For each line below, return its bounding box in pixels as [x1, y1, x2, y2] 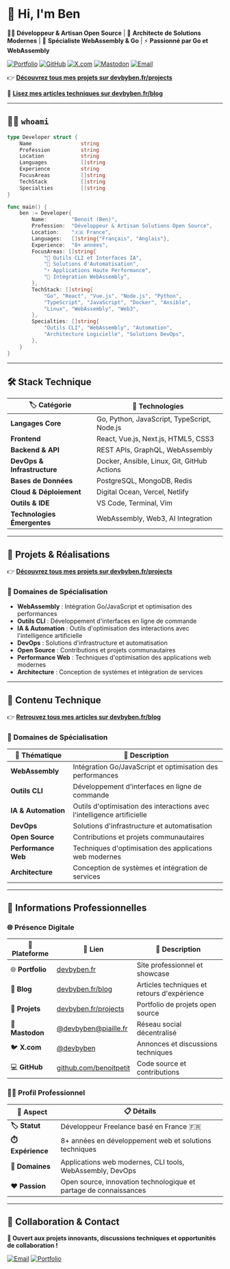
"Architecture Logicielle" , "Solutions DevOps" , [43, 331, 186, 338]
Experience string [19, 166, 99, 173]
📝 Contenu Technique [7, 694, 101, 706]
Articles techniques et [136, 980, 207, 989]
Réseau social [136, 1020, 182, 1029]
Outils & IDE [10, 498, 50, 508]
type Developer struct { [7, 134, 78, 140]
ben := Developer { [19, 210, 72, 217]
